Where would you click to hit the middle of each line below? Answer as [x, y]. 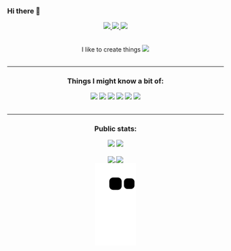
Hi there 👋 [24, 11]
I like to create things [111, 50]
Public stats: [115, 129]
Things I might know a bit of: [115, 81]
